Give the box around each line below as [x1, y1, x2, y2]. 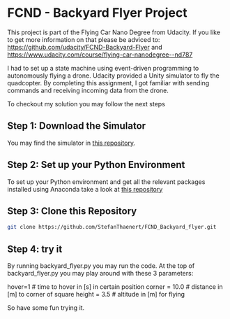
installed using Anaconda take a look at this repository [7, 185, 163, 193]
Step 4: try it [7, 243, 63, 255]
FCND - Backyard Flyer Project [7, 5, 188, 21]
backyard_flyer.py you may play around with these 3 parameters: [7, 269, 194, 278]
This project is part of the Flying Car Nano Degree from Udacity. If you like [7, 28, 221, 36]
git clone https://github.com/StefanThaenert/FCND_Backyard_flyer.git [7, 224, 217, 231]
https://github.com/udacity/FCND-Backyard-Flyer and [7, 43, 162, 51]
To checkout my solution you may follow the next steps [7, 99, 166, 108]
